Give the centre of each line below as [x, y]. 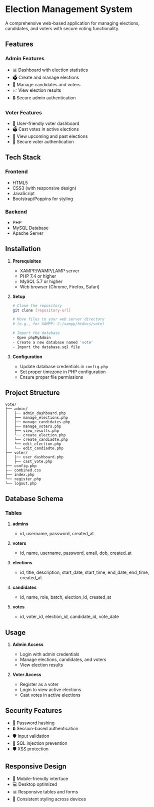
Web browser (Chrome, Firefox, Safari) [60, 286]
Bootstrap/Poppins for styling [43, 199]
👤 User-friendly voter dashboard [46, 123]
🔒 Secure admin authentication [44, 98]
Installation [23, 249]
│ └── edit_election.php [33, 444]
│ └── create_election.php [35, 435]
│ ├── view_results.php [32, 431]
